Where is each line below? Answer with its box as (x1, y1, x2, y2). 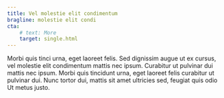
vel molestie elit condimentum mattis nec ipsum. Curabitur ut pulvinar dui (7, 62, 214, 70)
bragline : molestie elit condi (7, 16, 97, 23)
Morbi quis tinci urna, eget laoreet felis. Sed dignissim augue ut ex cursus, (7, 54, 216, 62)
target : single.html (19, 36, 78, 42)
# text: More (19, 29, 57, 36)
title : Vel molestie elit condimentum (7, 10, 118, 17)
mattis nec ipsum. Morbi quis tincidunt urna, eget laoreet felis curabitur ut (7, 69, 214, 77)
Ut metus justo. (7, 84, 50, 92)
